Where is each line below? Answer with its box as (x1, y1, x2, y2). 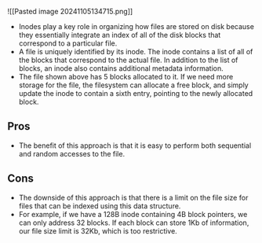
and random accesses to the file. (18, 149, 126, 158)
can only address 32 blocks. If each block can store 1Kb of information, (18, 218, 249, 227)
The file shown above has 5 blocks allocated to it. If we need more (18, 72, 234, 81)
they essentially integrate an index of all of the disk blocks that (18, 31, 221, 39)
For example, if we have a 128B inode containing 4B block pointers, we (18, 209, 248, 219)
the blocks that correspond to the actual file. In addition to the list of (18, 55, 238, 64)
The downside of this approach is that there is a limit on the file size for (18, 193, 249, 202)
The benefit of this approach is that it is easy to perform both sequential (18, 141, 252, 150)
